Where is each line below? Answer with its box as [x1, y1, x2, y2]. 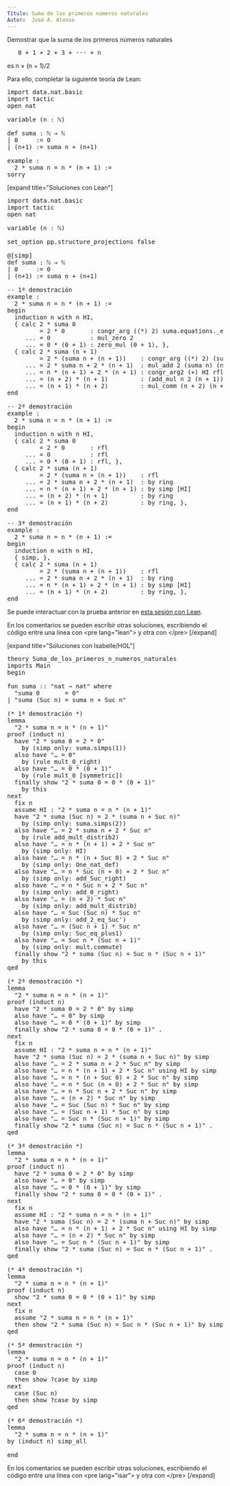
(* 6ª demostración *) [7, 1417, 84, 1424]
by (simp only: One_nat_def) [21, 861, 120, 868]
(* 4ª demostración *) [7, 1266, 84, 1273]
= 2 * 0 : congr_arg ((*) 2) [39, 327, 159, 335]
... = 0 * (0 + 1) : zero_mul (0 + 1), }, [25, 340, 170, 349]
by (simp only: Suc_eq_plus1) [21, 929, 123, 937]
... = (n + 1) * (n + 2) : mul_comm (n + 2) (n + [25, 382, 224, 390]
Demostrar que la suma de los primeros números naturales [7, 35, 173, 43]
